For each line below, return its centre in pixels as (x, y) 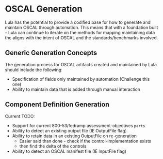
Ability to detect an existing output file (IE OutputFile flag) (69, 130)
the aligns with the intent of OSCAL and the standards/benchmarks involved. (81, 38)
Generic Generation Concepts (51, 53)
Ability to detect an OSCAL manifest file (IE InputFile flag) (69, 151)
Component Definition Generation (57, 105)
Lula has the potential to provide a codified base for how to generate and (78, 22)
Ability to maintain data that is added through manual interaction (76, 89)
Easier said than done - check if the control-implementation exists (85, 141)
